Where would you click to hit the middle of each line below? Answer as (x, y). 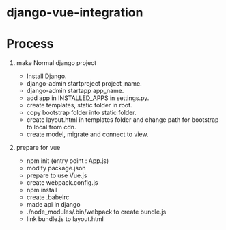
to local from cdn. (51, 127)
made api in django (53, 205)
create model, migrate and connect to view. (87, 134)
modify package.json (56, 168)
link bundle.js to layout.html (65, 219)
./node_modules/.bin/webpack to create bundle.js (96, 212)
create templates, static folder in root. (79, 105)
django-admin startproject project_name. (84, 84)
